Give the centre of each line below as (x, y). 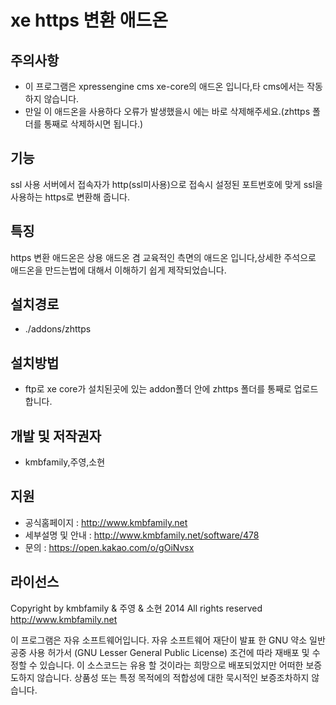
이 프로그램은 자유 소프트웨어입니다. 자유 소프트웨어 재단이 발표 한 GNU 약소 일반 (168, 640)
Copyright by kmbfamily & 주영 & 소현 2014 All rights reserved (136, 608)
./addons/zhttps (58, 329)
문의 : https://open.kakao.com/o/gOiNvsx (109, 547)
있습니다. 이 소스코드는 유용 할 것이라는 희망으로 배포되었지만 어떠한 (171, 665)
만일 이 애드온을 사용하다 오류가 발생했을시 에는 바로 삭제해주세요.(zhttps (167, 111)
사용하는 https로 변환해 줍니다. (70, 197)
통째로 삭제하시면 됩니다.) (93, 124)
